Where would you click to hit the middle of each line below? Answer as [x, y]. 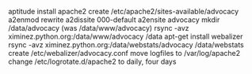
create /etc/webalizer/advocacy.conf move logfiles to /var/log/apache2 [124, 53]
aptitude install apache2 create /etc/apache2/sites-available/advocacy [124, 11]
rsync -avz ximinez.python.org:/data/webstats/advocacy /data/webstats [126, 45]
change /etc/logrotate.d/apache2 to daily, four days [92, 61]
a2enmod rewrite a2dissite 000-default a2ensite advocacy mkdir [114, 20]
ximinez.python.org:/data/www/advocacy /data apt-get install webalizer [126, 36]
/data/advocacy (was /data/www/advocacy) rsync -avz [99, 28]
